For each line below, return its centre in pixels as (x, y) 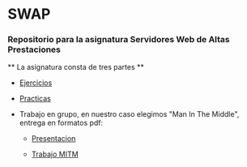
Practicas (35, 99)
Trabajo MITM (55, 154)
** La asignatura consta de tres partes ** (76, 67)
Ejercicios (36, 83)
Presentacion (53, 139)
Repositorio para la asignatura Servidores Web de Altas (119, 40)
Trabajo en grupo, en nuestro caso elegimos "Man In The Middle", (129, 114)
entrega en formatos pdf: (61, 123)
